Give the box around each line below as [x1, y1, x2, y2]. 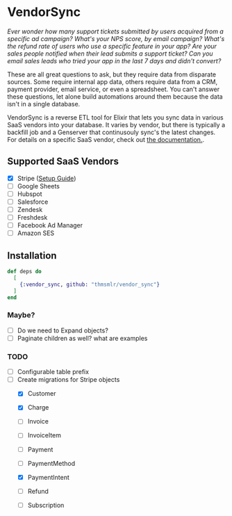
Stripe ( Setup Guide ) [17, 174, 76, 182]
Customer [27, 389, 57, 398]
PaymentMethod [27, 459, 75, 467]
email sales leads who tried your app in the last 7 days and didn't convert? [7, 56, 222, 65]
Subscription [27, 501, 65, 509]
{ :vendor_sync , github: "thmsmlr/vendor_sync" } [19, 281, 160, 288]
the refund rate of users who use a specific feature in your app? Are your [7, 42, 217, 50]
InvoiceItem [27, 431, 61, 440]
